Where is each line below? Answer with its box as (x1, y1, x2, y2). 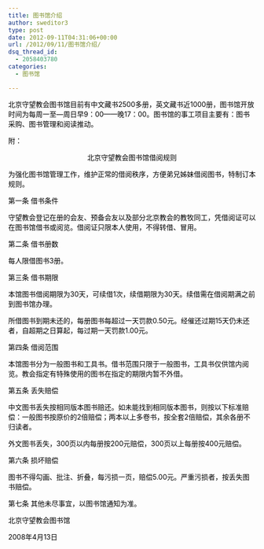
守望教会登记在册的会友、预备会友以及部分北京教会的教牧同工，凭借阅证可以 (8, 212, 256, 222)
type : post (8, 26, 44, 34)
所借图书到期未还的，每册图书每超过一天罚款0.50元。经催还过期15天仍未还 (8, 315, 250, 325)
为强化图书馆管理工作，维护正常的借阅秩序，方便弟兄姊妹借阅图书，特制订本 (8, 169, 256, 179)
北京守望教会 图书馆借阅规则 (87, 153, 177, 162)
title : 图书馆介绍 (8, 11, 63, 20)
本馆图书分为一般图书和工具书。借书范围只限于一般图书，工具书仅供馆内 (8, 359, 242, 368)
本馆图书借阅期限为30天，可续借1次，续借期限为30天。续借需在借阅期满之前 (8, 289, 255, 299)
